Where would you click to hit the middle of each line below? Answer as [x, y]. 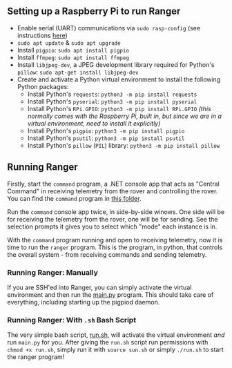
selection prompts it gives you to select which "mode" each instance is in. [112, 226]
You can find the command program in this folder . [74, 198]
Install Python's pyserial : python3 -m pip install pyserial [112, 101]
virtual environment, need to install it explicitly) [94, 123]
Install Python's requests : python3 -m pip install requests [112, 94]
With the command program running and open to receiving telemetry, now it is [115, 240]
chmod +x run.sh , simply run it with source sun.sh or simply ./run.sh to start [116, 350]
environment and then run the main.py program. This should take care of [110, 294]
